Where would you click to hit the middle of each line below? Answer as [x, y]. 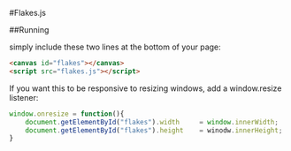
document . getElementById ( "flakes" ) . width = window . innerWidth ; [152, 122]
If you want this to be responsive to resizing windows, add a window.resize [145, 88]
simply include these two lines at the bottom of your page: [115, 47]
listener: [24, 97]
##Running [29, 30]
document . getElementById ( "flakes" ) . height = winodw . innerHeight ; [154, 130]
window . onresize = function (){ [67, 114]
